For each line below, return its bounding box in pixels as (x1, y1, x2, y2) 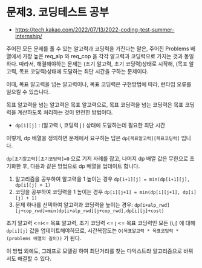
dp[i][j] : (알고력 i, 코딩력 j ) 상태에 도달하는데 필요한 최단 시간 (15, 121, 165, 129)
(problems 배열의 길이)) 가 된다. (6, 234, 82, 241)
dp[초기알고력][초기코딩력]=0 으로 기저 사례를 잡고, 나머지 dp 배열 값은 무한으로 (6, 155, 189, 162)
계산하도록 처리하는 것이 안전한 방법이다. (17, 109, 113, 116)
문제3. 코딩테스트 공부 (6, 5, 109, 19)
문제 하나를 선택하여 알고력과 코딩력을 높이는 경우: (15, 201, 133, 208)
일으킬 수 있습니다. (6, 88, 50, 95)
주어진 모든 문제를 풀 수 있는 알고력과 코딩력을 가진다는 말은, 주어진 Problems (6, 45, 189, 52)
